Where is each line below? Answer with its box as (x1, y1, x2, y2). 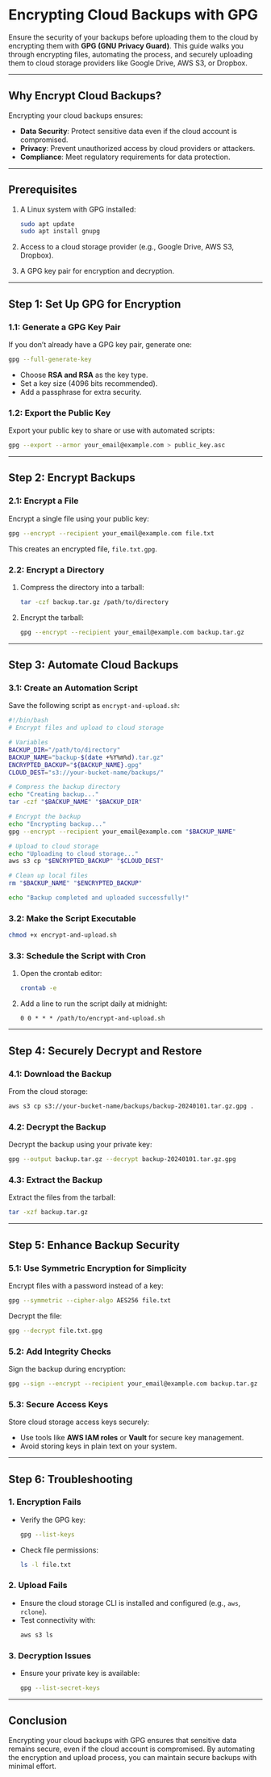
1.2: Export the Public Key (8, 407, 111, 418)
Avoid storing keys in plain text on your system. (19, 1441, 177, 1451)
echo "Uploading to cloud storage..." (8, 849, 139, 857)
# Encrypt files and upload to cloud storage (8, 724, 164, 732)
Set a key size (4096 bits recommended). (19, 378, 158, 388)
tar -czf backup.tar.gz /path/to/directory (19, 597, 169, 606)
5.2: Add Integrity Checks (8, 1346, 111, 1357)
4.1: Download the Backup (8, 1068, 112, 1079)
